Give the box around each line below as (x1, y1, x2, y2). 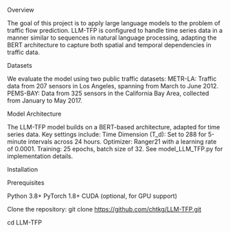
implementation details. (7, 152, 73, 160)
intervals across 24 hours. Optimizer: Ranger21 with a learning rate (27, 138, 217, 146)
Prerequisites (7, 179, 45, 187)
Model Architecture (7, 109, 62, 118)
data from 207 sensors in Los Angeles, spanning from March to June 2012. (7, 82, 219, 90)
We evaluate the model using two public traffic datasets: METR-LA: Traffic (7, 75, 217, 83)
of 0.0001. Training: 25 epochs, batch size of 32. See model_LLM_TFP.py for (7, 145, 223, 153)
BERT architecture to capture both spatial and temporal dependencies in (7, 41, 211, 49)
